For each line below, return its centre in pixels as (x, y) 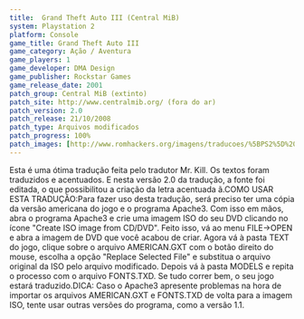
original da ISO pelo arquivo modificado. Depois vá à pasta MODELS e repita (152, 266)
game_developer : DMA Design (62, 69)
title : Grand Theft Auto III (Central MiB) (95, 18)
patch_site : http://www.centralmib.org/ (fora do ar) (113, 102)
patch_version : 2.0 (46, 111)
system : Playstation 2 (52, 26)
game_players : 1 (40, 60)
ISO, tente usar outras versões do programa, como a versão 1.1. (127, 304)
